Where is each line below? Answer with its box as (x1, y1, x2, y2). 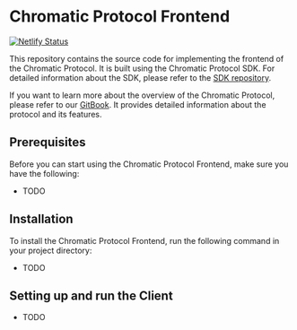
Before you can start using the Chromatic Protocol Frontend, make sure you (9, 159, 289, 169)
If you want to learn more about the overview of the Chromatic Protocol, (9, 90, 275, 100)
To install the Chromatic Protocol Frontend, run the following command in (9, 235, 280, 246)
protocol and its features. (9, 109, 102, 119)
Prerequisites (9, 135, 86, 150)
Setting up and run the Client (9, 288, 173, 303)
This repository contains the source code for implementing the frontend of (9, 53, 284, 64)
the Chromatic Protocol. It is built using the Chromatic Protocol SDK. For (9, 63, 275, 74)
